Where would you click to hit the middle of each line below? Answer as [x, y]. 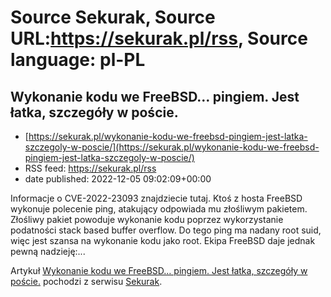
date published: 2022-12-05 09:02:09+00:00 [118, 179]
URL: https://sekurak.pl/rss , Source [159, 38]
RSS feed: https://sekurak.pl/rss [90, 168]
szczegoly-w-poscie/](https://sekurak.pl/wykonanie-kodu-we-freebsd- [172, 147]
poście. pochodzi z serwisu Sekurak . [86, 281]
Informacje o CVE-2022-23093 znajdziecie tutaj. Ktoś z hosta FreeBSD [156, 198]
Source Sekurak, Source [113, 17]
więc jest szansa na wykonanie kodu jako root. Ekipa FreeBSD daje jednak [163, 240]
